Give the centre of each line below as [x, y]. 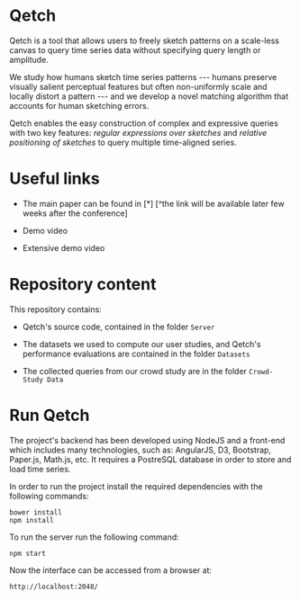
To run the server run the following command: [95, 537]
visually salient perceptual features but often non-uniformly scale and [138, 86]
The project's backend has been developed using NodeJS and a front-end [147, 440]
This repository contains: [55, 309]
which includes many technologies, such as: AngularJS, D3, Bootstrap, [141, 450]
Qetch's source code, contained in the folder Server [118, 327]
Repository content [83, 285]
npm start [28, 553]
